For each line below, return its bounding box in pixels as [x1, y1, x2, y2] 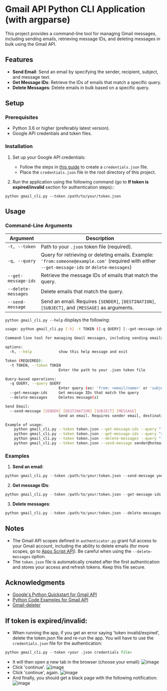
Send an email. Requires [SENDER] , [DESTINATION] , [40, 298, 156, 305]
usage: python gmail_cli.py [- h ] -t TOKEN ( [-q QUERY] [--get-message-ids [5, 327, 164, 332]
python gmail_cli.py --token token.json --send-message [14, 441, 133, 446]
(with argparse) [5, 14, 71, 25]
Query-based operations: [5, 377, 57, 382]
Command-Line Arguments [5, 222, 73, 229]
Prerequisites [5, 114, 38, 121]
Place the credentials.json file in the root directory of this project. [19, 169, 156, 175]
